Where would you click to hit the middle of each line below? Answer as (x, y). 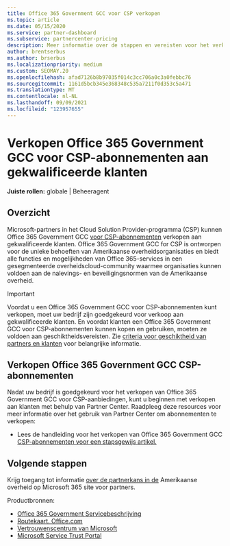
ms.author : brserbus (37, 58)
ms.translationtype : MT (41, 90)
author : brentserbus (37, 52)
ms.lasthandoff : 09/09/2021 (47, 103)
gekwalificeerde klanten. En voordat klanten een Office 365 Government (109, 321)
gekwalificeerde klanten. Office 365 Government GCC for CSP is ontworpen (114, 244)
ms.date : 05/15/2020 (37, 26)
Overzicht (29, 213)
